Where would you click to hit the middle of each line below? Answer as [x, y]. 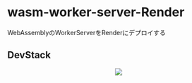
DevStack [29, 55]
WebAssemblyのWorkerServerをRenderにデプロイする [86, 32]
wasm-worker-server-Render [96, 12]
